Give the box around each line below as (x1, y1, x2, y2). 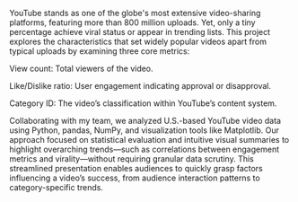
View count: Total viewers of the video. (9, 63, 154, 74)
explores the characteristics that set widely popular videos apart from (9, 36, 267, 47)
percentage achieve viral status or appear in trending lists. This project (9, 27, 271, 37)
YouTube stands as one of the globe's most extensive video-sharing (9, 8, 261, 18)
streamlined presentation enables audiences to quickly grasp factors (9, 163, 263, 173)
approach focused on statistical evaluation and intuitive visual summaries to (9, 135, 290, 145)
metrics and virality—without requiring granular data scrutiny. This (9, 154, 254, 164)
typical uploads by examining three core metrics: (9, 46, 190, 57)
